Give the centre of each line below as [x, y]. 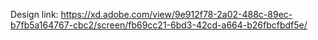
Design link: [34, 14]
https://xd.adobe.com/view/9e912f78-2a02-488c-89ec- [176, 14]
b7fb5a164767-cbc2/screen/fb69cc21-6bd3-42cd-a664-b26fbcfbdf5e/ [159, 25]
